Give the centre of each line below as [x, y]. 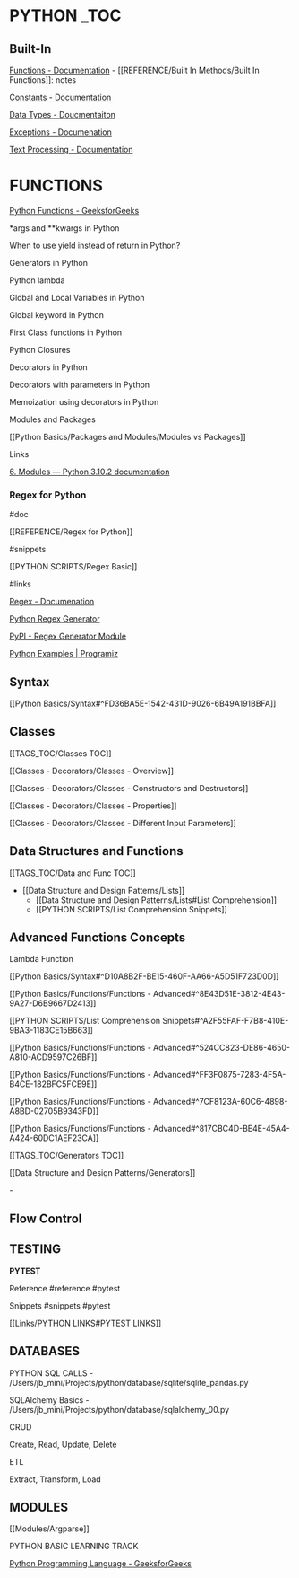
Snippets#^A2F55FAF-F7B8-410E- [226, 1021]
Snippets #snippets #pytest [60, 1305]
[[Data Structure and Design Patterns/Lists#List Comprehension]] [156, 900]
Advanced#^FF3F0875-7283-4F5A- [220, 1075]
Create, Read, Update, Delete [63, 1444]
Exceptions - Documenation [60, 132]
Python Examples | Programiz [64, 654]
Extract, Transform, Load [55, 1479]
